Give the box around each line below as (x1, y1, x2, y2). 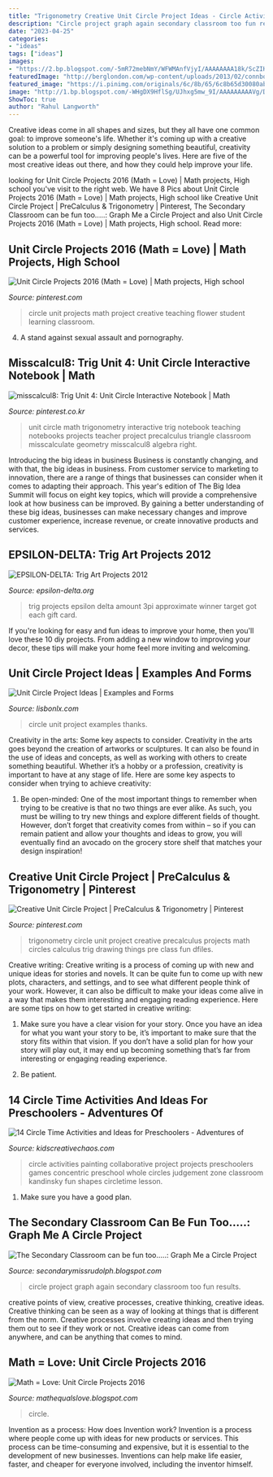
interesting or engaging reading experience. (19, 1054, 168, 1063)
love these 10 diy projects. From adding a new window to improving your (8, 634, 251, 644)
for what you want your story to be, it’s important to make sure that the (19, 1028, 257, 1038)
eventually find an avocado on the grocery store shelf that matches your (19, 838, 262, 848)
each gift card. (28, 610, 78, 620)
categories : (8, 34, 49, 43)
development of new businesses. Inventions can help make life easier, (8, 1450, 243, 1460)
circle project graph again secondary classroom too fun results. (28, 1282, 241, 1291)
